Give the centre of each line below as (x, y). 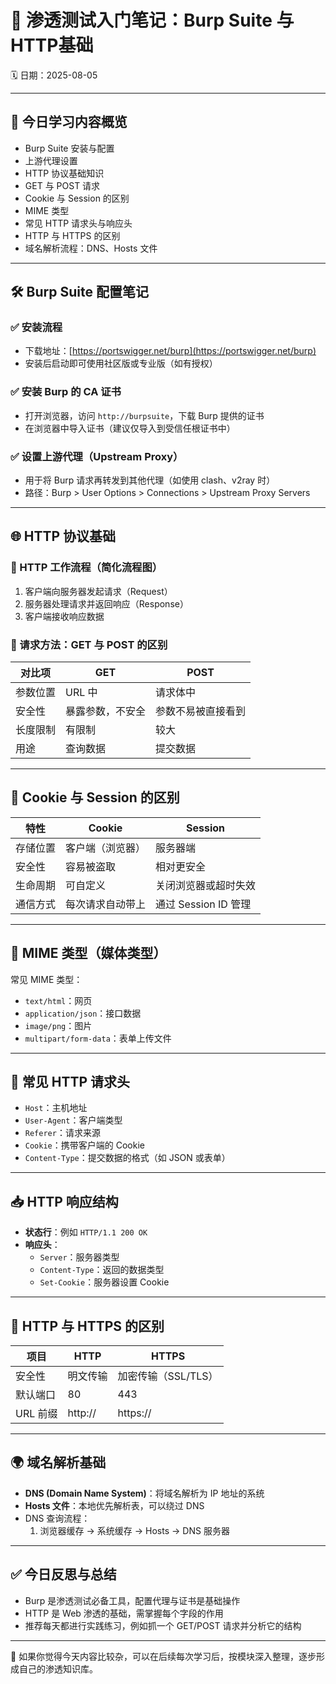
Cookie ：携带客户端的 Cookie (84, 1145)
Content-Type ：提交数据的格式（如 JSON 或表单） (127, 1158)
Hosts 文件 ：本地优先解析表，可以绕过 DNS (114, 1505)
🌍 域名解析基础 (58, 1462)
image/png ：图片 (58, 1025)
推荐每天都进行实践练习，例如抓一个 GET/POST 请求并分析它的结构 (163, 1625)
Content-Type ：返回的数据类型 (102, 1270)
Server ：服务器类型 (79, 1257)
